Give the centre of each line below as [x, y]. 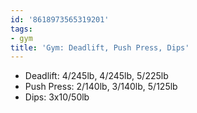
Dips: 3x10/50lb [57, 97]
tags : [21, 29]
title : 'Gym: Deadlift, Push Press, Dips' [100, 47]
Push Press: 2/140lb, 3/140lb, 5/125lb [101, 87]
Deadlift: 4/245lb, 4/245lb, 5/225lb [96, 76]
